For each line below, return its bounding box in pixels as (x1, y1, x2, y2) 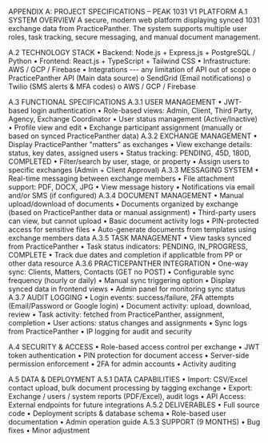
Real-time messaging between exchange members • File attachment (8, 174, 234, 183)
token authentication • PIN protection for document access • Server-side (8, 351, 250, 360)
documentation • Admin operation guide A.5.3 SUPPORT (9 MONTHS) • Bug (8, 417, 261, 426)
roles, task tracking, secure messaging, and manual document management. (8, 32, 261, 42)
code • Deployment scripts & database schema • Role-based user (8, 409, 226, 418)
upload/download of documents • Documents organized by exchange (8, 199, 238, 209)
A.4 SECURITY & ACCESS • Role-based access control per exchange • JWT (8, 342, 260, 351)
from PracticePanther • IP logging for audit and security (8, 327, 192, 336)
